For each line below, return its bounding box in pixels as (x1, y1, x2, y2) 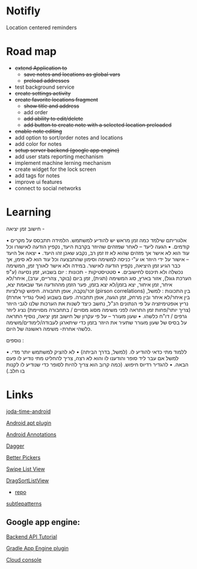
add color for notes (14, 140, 62, 147)
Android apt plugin (6, 419, 52, 426)
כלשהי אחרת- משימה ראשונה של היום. (6, 325, 92, 332)
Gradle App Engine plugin (6, 545, 69, 552)
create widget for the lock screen (14, 165, 96, 173)
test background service (14, 83, 75, 90)
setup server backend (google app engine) (14, 146, 120, 154)
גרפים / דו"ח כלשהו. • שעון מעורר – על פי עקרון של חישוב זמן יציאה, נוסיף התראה (6, 312, 188, 320)
